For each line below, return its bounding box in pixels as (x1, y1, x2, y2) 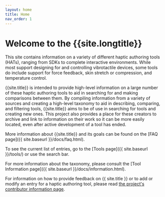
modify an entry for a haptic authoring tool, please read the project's (5, 181, 145, 187)
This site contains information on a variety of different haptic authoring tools (5, 54, 160, 60)
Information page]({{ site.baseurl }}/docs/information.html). (5, 166, 126, 172)
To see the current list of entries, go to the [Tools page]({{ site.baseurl (5, 146, 148, 152)
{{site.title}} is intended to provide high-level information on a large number (5, 85, 158, 91)
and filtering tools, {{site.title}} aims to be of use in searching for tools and (5, 106, 156, 112)
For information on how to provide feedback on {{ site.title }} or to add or (5, 176, 153, 182)
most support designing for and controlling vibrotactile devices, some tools (5, 65, 158, 71)
